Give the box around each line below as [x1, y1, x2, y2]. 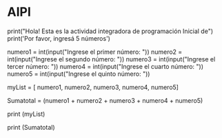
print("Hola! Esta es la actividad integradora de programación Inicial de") [7, 27, 214, 35]
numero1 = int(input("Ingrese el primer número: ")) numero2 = [7, 48, 183, 56]
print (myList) [7, 110, 46, 118]
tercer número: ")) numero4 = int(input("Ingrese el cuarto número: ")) [7, 62, 204, 70]
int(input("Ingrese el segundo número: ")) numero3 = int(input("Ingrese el [7, 55, 216, 63]
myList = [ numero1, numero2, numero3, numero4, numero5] [7, 83, 179, 91]
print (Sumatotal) [7, 123, 55, 131]
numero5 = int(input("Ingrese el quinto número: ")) [7, 70, 150, 78]
